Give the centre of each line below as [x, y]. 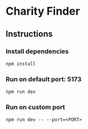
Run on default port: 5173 [44, 79]
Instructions [29, 34]
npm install [21, 64]
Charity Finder [43, 11]
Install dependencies [37, 51]
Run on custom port [36, 107]
